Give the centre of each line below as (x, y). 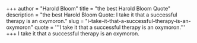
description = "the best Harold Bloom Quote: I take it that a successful (92, 15)
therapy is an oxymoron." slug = (45, 21)
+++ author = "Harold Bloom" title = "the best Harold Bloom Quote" (88, 9)
